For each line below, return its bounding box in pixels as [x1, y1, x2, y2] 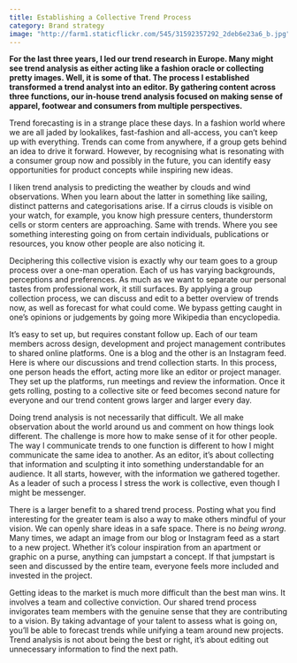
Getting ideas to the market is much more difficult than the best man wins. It [9, 588, 286, 598]
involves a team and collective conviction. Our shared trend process [9, 597, 257, 607]
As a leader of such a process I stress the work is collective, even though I [9, 478, 280, 489]
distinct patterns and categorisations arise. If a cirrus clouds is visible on [9, 201, 274, 212]
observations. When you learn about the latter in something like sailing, [9, 191, 268, 202]
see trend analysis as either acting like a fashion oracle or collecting [9, 63, 264, 73]
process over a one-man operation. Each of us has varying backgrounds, [9, 265, 276, 275]
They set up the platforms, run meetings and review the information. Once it [9, 376, 286, 387]
